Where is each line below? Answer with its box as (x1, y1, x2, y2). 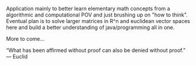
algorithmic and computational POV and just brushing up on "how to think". (6, 11, 188, 18)
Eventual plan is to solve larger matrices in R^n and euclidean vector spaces (6, 18, 190, 24)
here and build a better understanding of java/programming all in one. (6, 24, 175, 31)
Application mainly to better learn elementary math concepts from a (6, 5, 171, 12)
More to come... (6, 35, 45, 42)
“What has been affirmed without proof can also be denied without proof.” (6, 47, 186, 54)
